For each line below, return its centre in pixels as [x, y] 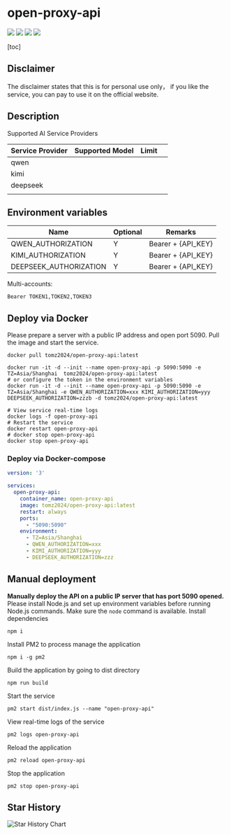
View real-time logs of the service [56, 722]
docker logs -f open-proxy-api [53, 417]
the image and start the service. [53, 343]
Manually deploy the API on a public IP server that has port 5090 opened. [116, 596]
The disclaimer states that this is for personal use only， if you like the [108, 86]
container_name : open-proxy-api [67, 499]
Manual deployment [52, 579]
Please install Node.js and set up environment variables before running [109, 603]
